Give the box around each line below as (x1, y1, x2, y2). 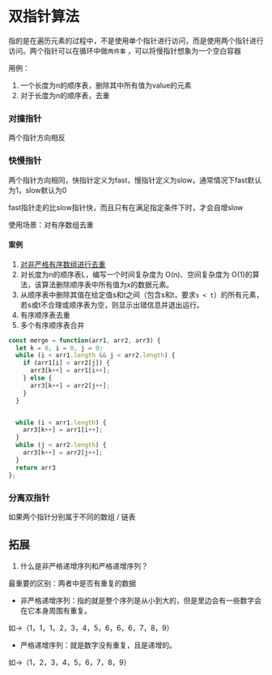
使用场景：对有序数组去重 (8, 220, 94, 230)
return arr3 (15, 463, 57, 471)
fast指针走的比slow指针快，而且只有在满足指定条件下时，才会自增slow (8, 202, 244, 212)
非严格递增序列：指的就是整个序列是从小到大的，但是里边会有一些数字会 (19, 595, 261, 605)
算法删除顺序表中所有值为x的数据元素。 (41, 279, 174, 289)
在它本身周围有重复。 (19, 605, 91, 615)
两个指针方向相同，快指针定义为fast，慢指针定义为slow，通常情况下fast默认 (8, 175, 261, 185)
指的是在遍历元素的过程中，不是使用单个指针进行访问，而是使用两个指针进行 (8, 36, 264, 45)
